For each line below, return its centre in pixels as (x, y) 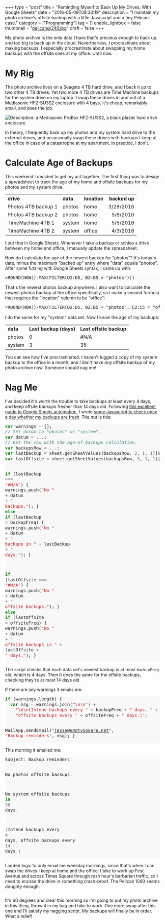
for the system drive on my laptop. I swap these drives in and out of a (75, 97)
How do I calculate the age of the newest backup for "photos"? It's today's (81, 258)
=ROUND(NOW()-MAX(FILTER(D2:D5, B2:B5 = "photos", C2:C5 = (78, 307)
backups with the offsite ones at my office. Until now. (59, 53)
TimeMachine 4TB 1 (31, 223)
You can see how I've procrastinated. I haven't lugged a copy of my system (81, 357)
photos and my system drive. (34, 187)
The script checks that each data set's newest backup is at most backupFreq (82, 670)
